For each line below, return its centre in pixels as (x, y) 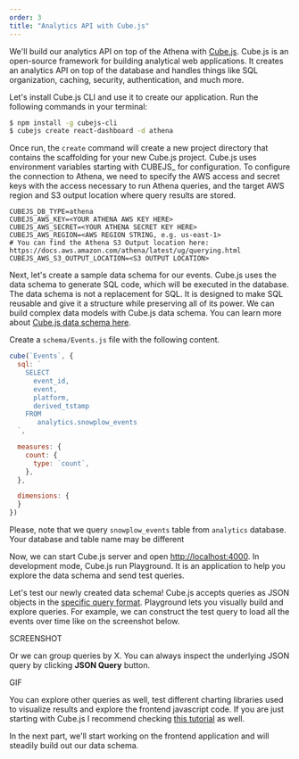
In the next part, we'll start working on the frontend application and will (139, 736)
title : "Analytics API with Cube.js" (79, 26)
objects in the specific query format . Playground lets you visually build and (146, 602)
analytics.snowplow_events (87, 423)
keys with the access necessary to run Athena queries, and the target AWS (147, 186)
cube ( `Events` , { (42, 356)
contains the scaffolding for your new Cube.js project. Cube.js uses (133, 158)
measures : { (40, 447)
